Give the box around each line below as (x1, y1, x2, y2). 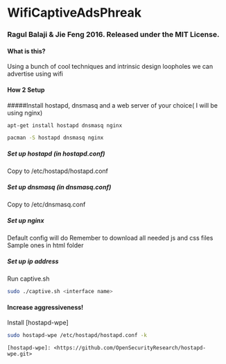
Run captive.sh (7, 274, 50, 283)
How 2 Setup (7, 85, 45, 94)
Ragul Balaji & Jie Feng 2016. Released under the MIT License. (7, 30, 220, 40)
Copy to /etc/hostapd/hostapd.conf (7, 167, 109, 175)
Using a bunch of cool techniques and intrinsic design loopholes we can (7, 63, 214, 71)
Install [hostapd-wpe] (7, 318, 69, 327)
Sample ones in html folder (7, 241, 84, 249)
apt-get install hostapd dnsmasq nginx (7, 122, 123, 129)
